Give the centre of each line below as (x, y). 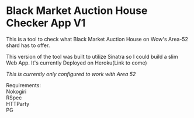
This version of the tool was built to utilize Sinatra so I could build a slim (92, 56)
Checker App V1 (46, 23)
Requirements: (23, 85)
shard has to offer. (28, 45)
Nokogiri (16, 91)
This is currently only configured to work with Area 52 (71, 74)
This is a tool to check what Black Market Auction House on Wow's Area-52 (97, 39)
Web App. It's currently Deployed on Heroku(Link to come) (77, 63)
